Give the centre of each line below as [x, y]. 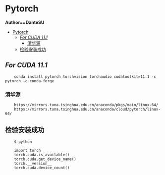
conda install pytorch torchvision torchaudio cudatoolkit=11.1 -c [85, 77]
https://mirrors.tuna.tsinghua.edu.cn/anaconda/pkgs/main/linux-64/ [86, 105]
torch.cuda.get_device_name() [45, 159]
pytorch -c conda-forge [30, 81]
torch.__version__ [33, 163]
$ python [23, 142]
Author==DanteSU [25, 22]
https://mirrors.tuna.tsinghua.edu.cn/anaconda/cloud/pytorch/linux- [87, 110]
